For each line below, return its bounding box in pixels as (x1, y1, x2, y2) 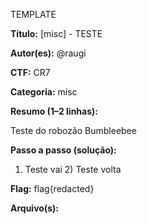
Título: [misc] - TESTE (10, 28, 103, 39)
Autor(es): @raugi (10, 47, 87, 59)
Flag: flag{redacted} (10, 183, 95, 194)
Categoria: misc (10, 86, 78, 98)
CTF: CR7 (10, 67, 51, 78)
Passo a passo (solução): (10, 144, 117, 156)
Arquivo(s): (10, 202, 59, 214)
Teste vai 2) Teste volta (24, 164, 122, 175)
